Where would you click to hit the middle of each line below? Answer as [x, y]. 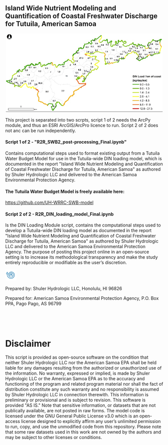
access [13, 421]
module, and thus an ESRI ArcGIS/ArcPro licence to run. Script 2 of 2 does [82, 125]
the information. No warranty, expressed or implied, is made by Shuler [78, 373]
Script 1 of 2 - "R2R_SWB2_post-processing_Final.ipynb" [66, 142]
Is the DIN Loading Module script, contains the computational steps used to [83, 225]
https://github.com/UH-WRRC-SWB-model [49, 202]
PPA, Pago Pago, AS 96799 [33, 304]
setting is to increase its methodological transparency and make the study [81, 257]
